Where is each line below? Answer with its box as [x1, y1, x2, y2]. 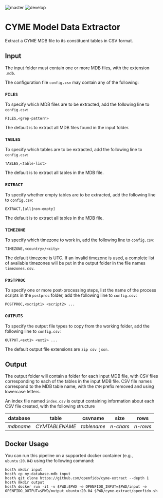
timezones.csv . [5, 265, 35, 271]
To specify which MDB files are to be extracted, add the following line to [5, 101, 150, 107]
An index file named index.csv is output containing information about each [5, 398, 155, 404]
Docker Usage [5, 440, 49, 448]
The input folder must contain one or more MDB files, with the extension [5, 65, 150, 71]
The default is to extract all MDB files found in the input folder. [5, 125, 130, 131]
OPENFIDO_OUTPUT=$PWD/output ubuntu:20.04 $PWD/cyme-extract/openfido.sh [5, 489, 158, 494]
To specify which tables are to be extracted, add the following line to [5, 147, 143, 153]
